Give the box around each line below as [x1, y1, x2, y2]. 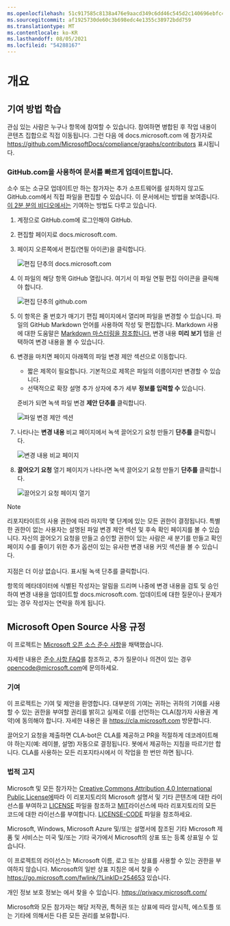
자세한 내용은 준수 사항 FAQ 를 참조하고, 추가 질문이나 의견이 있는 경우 [7, 655, 192, 664]
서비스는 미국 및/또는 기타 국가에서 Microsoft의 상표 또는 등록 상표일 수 [21, 833, 211, 842]
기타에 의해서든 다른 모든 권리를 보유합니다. [14, 911, 130, 919]
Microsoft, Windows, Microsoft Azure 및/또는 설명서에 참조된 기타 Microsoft [7, 824, 216, 833]
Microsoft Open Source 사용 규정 [7, 621, 146, 633]
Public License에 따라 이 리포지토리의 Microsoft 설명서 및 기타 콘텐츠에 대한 [7, 793, 210, 801]
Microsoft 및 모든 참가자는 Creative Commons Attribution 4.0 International [7, 784, 212, 792]
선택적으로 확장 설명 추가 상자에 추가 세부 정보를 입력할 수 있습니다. [27, 384, 206, 392]
